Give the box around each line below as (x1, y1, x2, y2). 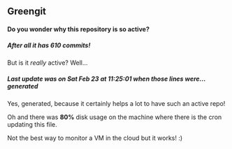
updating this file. (7, 120, 57, 128)
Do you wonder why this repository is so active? (7, 24, 150, 33)
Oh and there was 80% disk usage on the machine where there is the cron (7, 113, 222, 121)
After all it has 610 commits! (7, 41, 91, 49)
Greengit (7, 6, 47, 17)
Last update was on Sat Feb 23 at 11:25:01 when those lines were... (7, 74, 206, 83)
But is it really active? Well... (7, 58, 88, 67)
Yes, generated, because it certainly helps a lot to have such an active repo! (7, 99, 226, 107)
